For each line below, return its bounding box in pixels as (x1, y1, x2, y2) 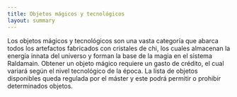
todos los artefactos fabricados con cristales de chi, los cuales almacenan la (7, 44, 231, 52)
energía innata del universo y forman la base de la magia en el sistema (7, 51, 212, 60)
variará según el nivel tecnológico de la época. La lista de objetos (7, 67, 198, 75)
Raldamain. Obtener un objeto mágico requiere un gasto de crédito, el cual (7, 59, 224, 67)
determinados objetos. (7, 81, 73, 90)
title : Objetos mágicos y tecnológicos (7, 10, 125, 18)
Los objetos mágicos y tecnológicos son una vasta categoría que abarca (7, 36, 219, 45)
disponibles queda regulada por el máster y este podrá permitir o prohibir (7, 74, 221, 82)
